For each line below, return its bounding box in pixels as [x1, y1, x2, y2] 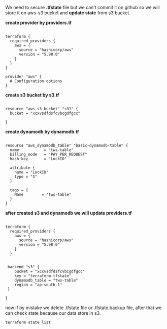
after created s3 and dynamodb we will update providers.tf [5, 210, 132, 216]
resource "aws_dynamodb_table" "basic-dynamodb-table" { [5, 143, 128, 148]
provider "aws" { [5, 74, 42, 79]
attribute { [10, 165, 36, 170]
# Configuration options [10, 79, 62, 84]
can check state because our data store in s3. [5, 310, 101, 316]
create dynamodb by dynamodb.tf [5, 129, 79, 135]
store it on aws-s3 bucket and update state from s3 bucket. [5, 10, 130, 16]
